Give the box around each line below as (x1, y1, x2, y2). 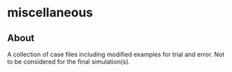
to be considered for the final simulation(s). (7, 58, 130, 66)
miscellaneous (7, 5, 93, 21)
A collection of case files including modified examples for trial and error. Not (7, 50, 225, 58)
